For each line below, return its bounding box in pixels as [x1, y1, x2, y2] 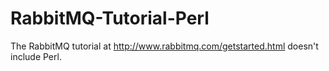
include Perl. [10, 50, 62, 62]
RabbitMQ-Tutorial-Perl [10, 7, 210, 30]
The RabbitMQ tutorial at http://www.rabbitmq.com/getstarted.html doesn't [10, 40, 319, 52]
